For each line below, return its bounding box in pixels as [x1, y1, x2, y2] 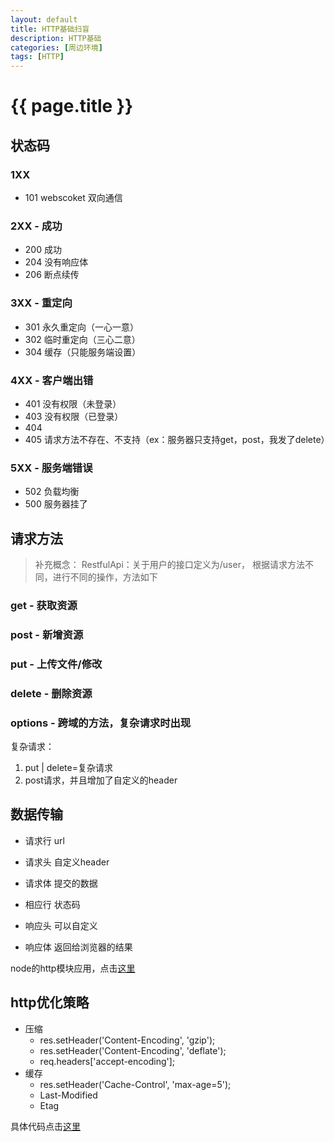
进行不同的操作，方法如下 [52, 571, 158, 583]
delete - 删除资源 [10, 686, 93, 700]
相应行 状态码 [24, 898, 81, 910]
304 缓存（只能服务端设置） [24, 346, 142, 358]
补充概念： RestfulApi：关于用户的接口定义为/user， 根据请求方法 [34, 559, 305, 570]
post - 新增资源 [10, 627, 84, 641]
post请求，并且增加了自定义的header [24, 774, 178, 786]
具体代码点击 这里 [10, 1120, 81, 1132]
